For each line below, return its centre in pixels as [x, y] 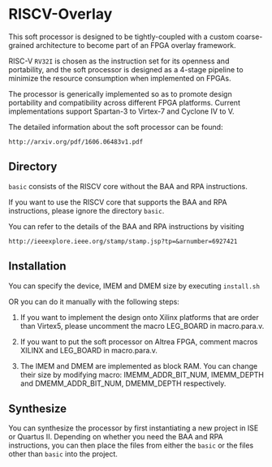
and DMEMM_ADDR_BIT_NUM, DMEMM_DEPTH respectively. [123, 383]
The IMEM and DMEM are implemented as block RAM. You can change [139, 365]
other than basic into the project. [63, 454]
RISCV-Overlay [60, 14]
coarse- [249, 37]
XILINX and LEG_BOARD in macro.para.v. [89, 350]
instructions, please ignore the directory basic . [86, 210]
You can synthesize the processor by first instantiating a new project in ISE [134, 428]
